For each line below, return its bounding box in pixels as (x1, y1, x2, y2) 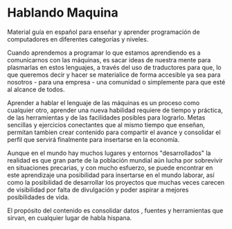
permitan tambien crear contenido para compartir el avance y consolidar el (7, 128, 221, 136)
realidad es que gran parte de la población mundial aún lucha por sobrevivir (7, 156, 223, 164)
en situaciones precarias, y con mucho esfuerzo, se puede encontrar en (7, 163, 213, 172)
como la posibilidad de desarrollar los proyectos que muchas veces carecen (7, 178, 225, 186)
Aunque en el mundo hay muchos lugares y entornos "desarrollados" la (7, 149, 211, 157)
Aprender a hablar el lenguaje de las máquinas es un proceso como (7, 98, 200, 107)
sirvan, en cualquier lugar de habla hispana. (7, 213, 132, 222)
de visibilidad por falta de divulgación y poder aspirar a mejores (7, 185, 189, 194)
